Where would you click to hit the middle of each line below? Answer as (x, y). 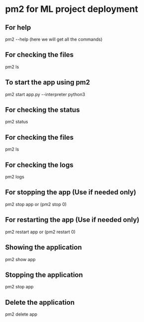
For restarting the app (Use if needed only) (72, 220)
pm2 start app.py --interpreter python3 (45, 94)
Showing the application (43, 247)
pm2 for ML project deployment (72, 9)
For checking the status (43, 110)
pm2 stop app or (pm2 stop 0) (36, 204)
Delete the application (40, 302)
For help (18, 27)
